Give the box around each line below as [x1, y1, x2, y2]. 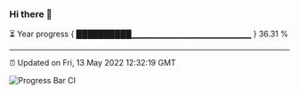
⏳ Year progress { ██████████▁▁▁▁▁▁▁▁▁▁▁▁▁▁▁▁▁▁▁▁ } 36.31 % [9, 28, 289, 39]
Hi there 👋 [9, 8, 53, 20]
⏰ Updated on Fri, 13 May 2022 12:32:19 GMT [9, 58, 176, 68]
